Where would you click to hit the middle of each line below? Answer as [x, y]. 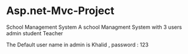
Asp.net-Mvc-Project [60, 11]
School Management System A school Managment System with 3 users [94, 27]
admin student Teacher [35, 33]
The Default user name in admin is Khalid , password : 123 [78, 45]
